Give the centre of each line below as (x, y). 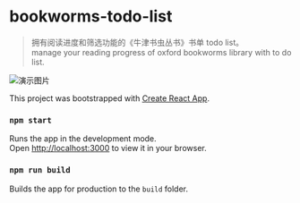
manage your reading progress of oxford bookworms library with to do (161, 52)
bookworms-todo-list (91, 17)
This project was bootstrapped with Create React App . (110, 98)
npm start (30, 120)
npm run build (40, 170)
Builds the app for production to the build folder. (99, 189)
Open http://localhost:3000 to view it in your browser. (108, 148)
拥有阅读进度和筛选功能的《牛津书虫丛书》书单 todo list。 (137, 42)
